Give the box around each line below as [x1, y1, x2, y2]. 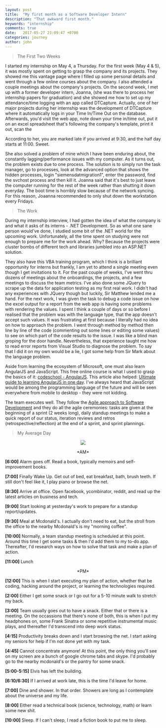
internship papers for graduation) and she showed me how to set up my [5, 94, 151, 100]
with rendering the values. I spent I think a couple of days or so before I [5, 306, 151, 312]
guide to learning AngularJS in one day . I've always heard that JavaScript [5, 379, 154, 385]
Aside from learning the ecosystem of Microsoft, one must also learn [5, 363, 145, 369]
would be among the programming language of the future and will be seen [5, 384, 157, 390]
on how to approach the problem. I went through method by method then [5, 322, 154, 328]
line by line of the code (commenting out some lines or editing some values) [5, 327, 160, 333]
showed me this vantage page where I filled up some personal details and [5, 73, 156, 79]
